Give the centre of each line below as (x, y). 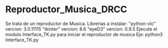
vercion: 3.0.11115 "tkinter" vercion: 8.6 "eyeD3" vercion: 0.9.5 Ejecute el (81, 29)
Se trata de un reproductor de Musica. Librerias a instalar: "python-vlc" (81, 23)
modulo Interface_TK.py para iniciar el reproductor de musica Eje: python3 (84, 34)
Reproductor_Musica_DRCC (66, 9)
